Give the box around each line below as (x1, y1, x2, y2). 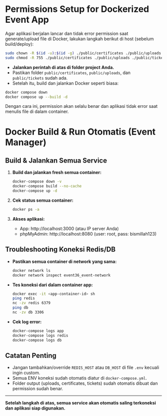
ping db (12, 305, 28, 310)
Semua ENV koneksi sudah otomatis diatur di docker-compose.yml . (12, 375, 148, 381)
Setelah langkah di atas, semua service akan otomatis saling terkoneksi (5, 400, 157, 406)
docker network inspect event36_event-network (12, 272, 111, 278)
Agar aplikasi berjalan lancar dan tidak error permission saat (5, 30, 128, 36)
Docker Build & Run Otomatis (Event (5, 126, 156, 137)
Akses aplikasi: (12, 216, 45, 222)
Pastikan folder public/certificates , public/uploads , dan (12, 70, 131, 76)
